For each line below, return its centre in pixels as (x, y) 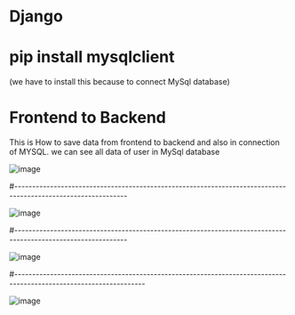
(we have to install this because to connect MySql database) (120, 82)
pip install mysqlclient (92, 57)
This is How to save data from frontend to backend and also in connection (144, 142)
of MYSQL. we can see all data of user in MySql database (115, 152)
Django (36, 16)
